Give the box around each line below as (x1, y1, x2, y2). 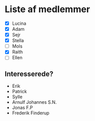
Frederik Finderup (12, 110, 50, 116)
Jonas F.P (12, 105, 33, 111)
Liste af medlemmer (5, 4, 90, 15)
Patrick (12, 89, 27, 95)
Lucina (12, 20, 26, 26)
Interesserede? (5, 69, 54, 78)
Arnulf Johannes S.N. (12, 99, 57, 105)
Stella (12, 37, 24, 44)
